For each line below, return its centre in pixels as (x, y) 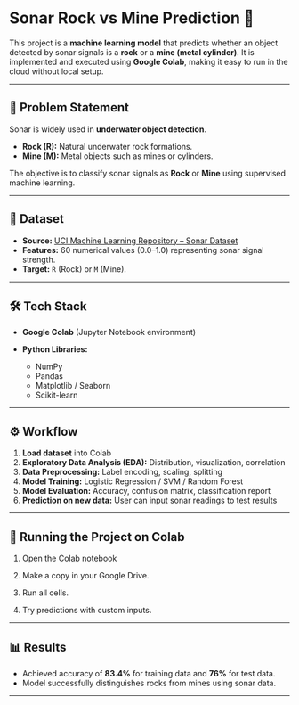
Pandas (49, 376)
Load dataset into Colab (67, 453)
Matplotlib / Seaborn (73, 386)
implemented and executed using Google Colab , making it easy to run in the (149, 61)
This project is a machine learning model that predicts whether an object (144, 43)
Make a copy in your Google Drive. (85, 575)
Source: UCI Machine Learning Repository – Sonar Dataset (130, 241)
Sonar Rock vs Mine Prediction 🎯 (132, 18)
